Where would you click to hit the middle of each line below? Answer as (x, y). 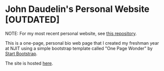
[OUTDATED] (32, 20)
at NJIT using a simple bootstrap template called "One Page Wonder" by (79, 48)
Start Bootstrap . (21, 54)
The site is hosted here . (29, 63)
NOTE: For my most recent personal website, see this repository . (71, 33)
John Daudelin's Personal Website (77, 9)
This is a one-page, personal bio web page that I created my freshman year (82, 43)
